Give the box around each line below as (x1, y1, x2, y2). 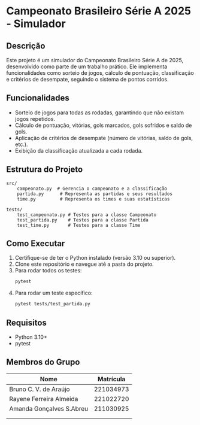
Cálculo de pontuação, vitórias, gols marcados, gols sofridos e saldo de (14, 122, 192, 129)
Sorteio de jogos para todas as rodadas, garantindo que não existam (14, 109, 184, 116)
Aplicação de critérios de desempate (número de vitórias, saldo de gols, (14, 134, 193, 141)
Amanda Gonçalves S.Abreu (9, 404, 89, 412)
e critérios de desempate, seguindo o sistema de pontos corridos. (6, 76, 169, 83)
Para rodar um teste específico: (14, 289, 93, 297)
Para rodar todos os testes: (14, 267, 82, 274)
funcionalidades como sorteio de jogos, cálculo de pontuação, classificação (6, 69, 195, 76)
